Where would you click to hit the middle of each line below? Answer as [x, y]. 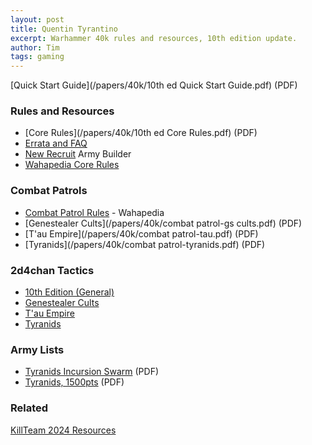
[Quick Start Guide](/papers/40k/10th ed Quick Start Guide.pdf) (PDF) [154, 85]
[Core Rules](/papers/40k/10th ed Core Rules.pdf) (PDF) [141, 133]
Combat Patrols [49, 191]
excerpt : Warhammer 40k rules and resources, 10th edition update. [154, 38]
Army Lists [37, 349]
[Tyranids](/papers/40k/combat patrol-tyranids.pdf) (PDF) [145, 244]
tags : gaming [37, 57]
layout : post [37, 19]
